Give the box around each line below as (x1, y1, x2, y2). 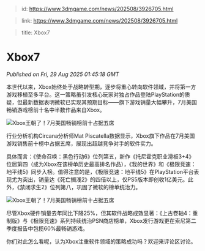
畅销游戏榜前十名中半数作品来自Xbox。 (6, 106, 105, 113)
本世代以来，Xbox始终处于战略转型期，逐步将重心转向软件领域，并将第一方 (6, 83, 196, 91)
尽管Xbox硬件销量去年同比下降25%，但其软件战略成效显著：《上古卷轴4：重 (6, 209, 198, 217)
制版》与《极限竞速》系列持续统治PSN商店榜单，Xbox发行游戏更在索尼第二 (6, 217, 197, 224)
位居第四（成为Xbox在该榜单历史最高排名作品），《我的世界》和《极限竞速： (6, 160, 196, 168)
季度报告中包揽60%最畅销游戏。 (6, 225, 89, 232)
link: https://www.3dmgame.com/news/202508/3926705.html (21, 17, 178, 24)
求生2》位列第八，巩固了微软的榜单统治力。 (30, 183, 141, 190)
